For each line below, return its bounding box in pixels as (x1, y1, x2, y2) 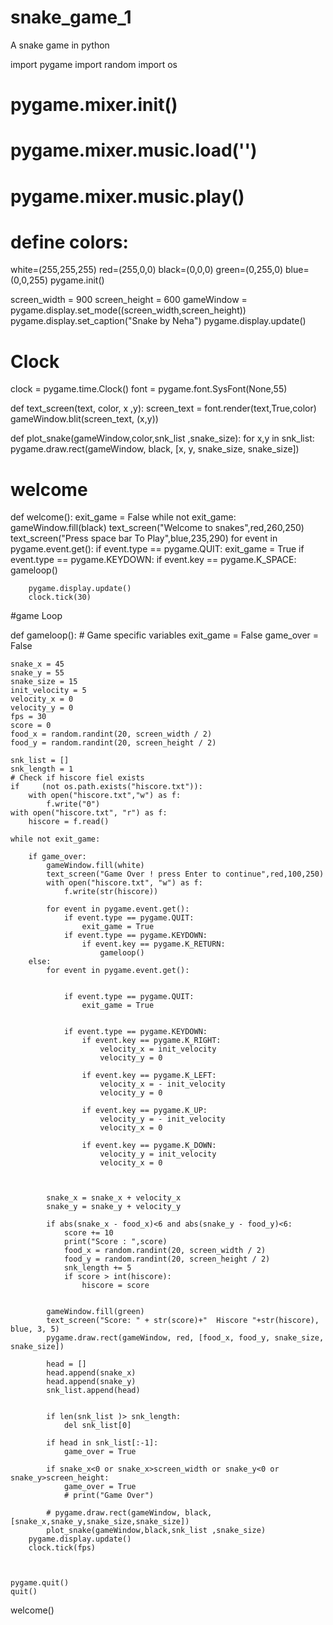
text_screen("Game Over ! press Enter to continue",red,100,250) (46, 869, 325, 880)
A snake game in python (10, 39, 110, 51)
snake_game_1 (10, 6, 132, 29)
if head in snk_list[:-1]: (46, 1438, 159, 1448)
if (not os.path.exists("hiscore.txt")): (10, 782, 203, 792)
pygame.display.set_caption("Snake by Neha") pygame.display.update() (10, 315, 307, 327)
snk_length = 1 (10, 764, 74, 775)
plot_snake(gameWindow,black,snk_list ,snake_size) (46, 1526, 267, 1536)
